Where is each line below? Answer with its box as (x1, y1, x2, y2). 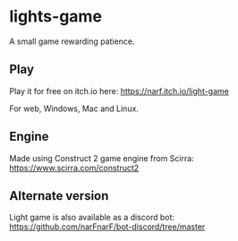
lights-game (9, 6, 103, 27)
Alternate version (9, 188, 109, 203)
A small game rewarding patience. (9, 36, 135, 47)
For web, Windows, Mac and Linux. (9, 103, 139, 114)
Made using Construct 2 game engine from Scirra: (9, 152, 194, 163)
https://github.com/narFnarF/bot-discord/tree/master (9, 221, 206, 232)
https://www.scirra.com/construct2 (9, 162, 140, 173)
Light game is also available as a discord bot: (9, 212, 175, 223)
